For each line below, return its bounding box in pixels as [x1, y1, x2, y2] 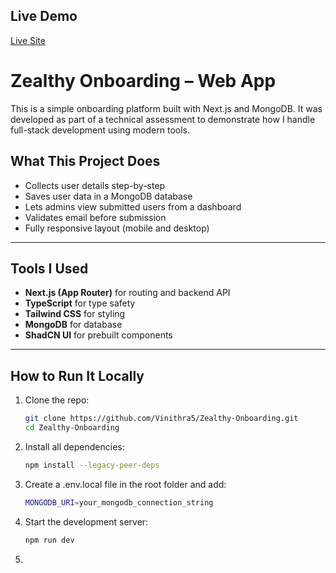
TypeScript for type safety [24, 297, 136, 309]
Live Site [10, 34, 46, 46]
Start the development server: [24, 515, 149, 528]
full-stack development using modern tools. [10, 124, 190, 136]
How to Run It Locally [10, 367, 145, 384]
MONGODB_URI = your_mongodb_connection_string [24, 497, 214, 508]
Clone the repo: [24, 394, 90, 406]
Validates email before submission [24, 211, 167, 223]
